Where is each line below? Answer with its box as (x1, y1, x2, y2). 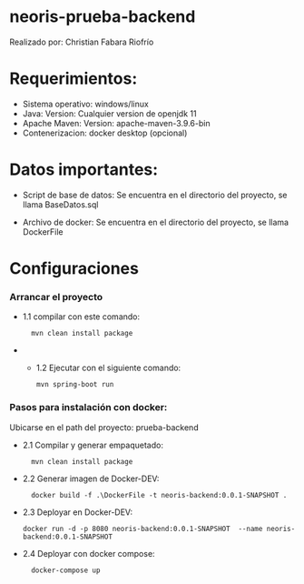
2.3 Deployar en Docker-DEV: (22, 507, 133, 518)
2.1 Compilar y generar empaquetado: (22, 439, 163, 450)
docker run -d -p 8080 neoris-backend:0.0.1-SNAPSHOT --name (22, 524, 263, 533)
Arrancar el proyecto (9, 290, 103, 303)
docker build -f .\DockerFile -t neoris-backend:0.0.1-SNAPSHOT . (31, 490, 288, 499)
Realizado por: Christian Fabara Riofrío (9, 36, 154, 47)
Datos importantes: (9, 159, 159, 180)
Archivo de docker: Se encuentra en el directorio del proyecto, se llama (22, 216, 289, 227)
